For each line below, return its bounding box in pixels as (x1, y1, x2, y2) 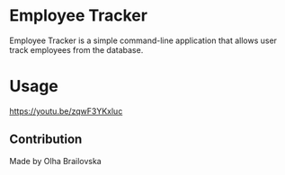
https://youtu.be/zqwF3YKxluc (9, 105, 123, 117)
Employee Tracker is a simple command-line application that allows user (9, 35, 277, 46)
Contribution (9, 132, 83, 147)
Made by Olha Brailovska (9, 155, 102, 166)
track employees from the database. (9, 44, 144, 55)
